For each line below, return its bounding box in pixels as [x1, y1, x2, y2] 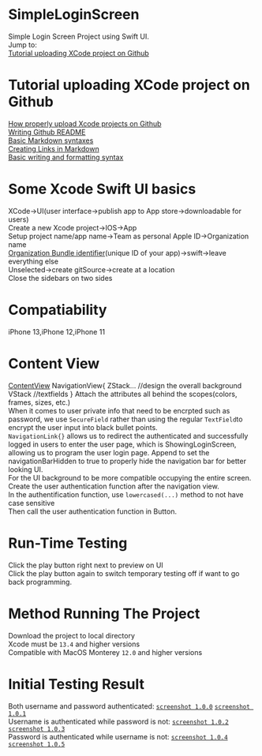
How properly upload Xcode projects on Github [8, 118, 162, 128]
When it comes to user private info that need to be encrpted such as [8, 406, 230, 415]
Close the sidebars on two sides [8, 273, 113, 283]
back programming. [8, 577, 73, 586]
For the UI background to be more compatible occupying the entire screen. [8, 473, 252, 482]
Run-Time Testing [8, 534, 128, 552]
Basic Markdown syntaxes [8, 136, 94, 145]
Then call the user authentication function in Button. [8, 507, 178, 516]
